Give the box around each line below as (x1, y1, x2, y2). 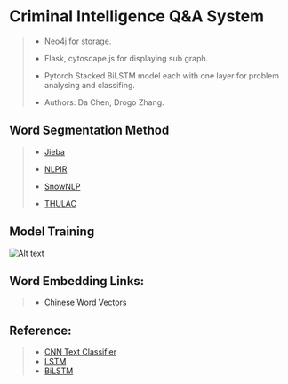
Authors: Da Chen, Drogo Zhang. (44, 96, 164, 108)
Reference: (9, 323, 72, 338)
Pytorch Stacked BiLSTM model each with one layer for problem (44, 69, 280, 81)
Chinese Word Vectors (44, 297, 127, 308)
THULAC (44, 198, 77, 208)
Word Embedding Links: (9, 274, 145, 289)
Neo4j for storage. (44, 36, 112, 46)
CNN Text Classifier (44, 347, 117, 357)
